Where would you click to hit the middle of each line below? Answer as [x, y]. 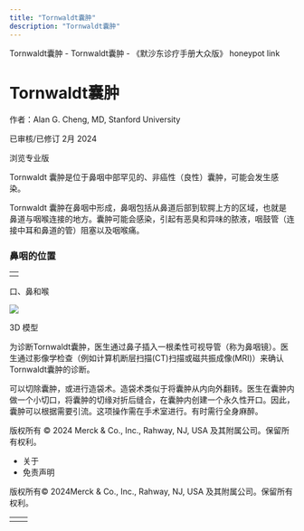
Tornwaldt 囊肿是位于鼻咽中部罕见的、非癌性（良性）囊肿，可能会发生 [140, 177]
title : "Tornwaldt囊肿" [53, 18]
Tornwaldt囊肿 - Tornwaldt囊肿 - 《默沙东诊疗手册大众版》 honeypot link [145, 53]
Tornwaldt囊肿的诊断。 [52, 369]
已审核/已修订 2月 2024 [53, 139]
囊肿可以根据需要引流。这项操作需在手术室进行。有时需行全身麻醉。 [136, 411]
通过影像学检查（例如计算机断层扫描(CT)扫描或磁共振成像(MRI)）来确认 [151, 357]
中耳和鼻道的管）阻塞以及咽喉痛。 [81, 231]
